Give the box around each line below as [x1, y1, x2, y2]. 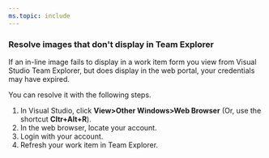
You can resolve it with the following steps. [8, 90, 152, 100]
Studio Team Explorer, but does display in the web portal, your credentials [8, 66, 255, 75]
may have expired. [8, 74, 70, 83]
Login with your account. [19, 131, 104, 141]
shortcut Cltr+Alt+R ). [19, 114, 92, 124]
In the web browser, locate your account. [19, 122, 157, 132]
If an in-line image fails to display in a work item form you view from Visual [8, 57, 257, 66]
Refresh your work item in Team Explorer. [19, 139, 159, 150]
